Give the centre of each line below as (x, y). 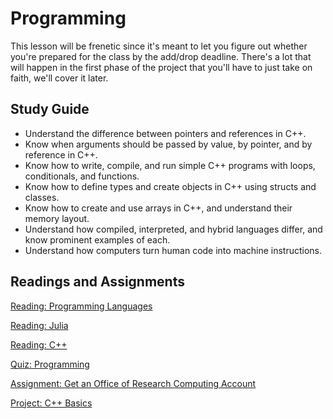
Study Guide (50, 109)
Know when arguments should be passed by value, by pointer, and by (168, 144)
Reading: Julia (39, 325)
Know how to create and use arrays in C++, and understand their (158, 208)
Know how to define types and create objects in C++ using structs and (170, 186)
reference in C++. (61, 154)
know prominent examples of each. (97, 239)
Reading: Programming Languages (81, 306)
